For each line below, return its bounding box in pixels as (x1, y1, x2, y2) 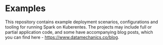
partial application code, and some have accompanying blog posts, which (5, 29, 153, 35)
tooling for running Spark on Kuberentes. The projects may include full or (5, 24, 152, 30)
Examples (5, 3, 46, 14)
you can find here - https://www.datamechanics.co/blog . (5, 34, 120, 40)
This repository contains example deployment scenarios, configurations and (5, 19, 158, 25)
